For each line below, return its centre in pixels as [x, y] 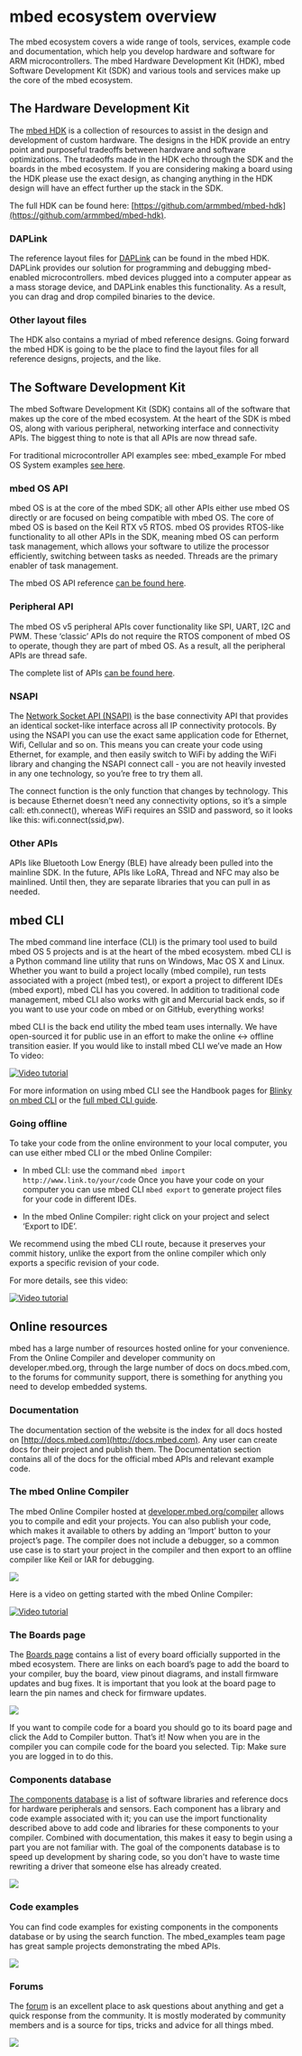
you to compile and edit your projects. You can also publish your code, [140, 1521]
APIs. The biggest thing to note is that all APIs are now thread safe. [133, 438]
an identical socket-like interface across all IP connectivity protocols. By [143, 726]
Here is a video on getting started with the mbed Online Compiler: [131, 1594]
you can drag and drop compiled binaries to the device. [112, 297]
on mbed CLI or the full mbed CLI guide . [84, 1100]
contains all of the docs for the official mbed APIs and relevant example [142, 1458]
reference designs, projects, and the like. [85, 359]
